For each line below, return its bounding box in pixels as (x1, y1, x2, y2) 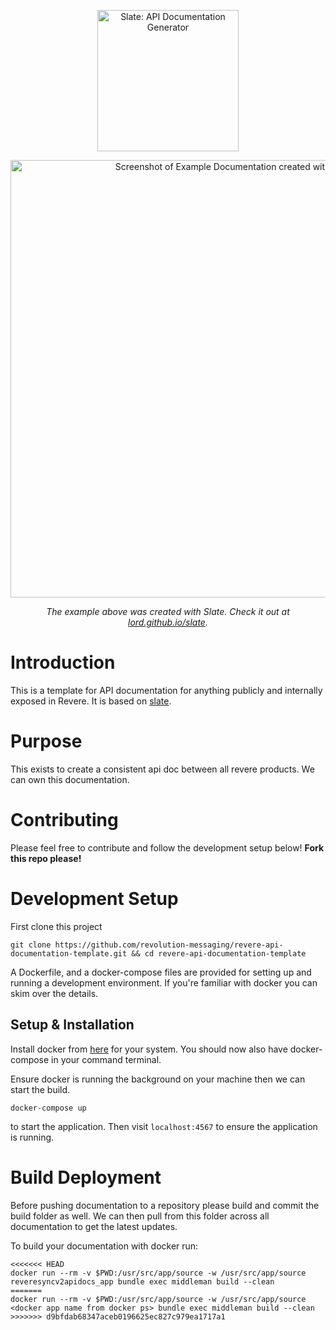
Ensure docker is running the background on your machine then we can (10, 1073, 306, 1085)
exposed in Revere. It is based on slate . (10, 695, 172, 707)
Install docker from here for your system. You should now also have (10, 1043, 288, 1055)
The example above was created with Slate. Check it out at (46, 606, 290, 617)
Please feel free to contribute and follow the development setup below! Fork (10, 841, 325, 854)
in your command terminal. (51, 1053, 162, 1065)
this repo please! (10, 852, 82, 864)
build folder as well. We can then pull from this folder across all (10, 1210, 270, 1222)
